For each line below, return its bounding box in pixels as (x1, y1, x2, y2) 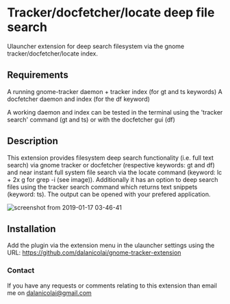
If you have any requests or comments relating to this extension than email (7, 281, 218, 290)
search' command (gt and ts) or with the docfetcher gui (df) (7, 115, 176, 124)
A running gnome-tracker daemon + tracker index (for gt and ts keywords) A (7, 87, 222, 95)
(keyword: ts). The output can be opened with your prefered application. (7, 190, 211, 198)
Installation (7, 223, 56, 235)
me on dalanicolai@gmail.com (7, 288, 92, 296)
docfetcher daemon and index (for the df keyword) (7, 95, 151, 103)
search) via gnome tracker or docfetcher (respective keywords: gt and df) (7, 161, 216, 169)
